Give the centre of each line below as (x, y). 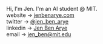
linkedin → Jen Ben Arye (37, 28)
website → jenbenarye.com (40, 15)
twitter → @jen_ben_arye (38, 21)
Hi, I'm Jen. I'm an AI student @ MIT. (52, 9)
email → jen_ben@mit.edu (39, 34)
